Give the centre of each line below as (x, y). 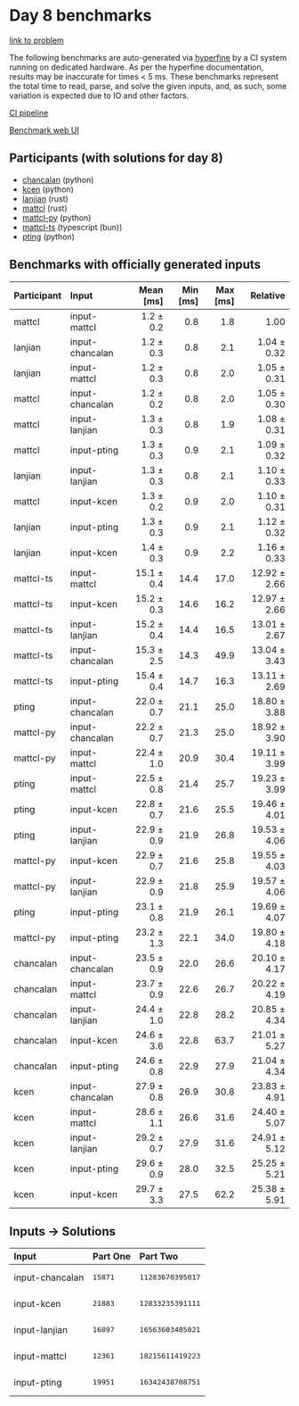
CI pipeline (29, 112)
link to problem (36, 40)
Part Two (159, 1257)
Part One (112, 1257)
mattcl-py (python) (57, 217)
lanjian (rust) (45, 198)
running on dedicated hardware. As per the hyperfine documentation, (137, 67)
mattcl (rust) (45, 208)
